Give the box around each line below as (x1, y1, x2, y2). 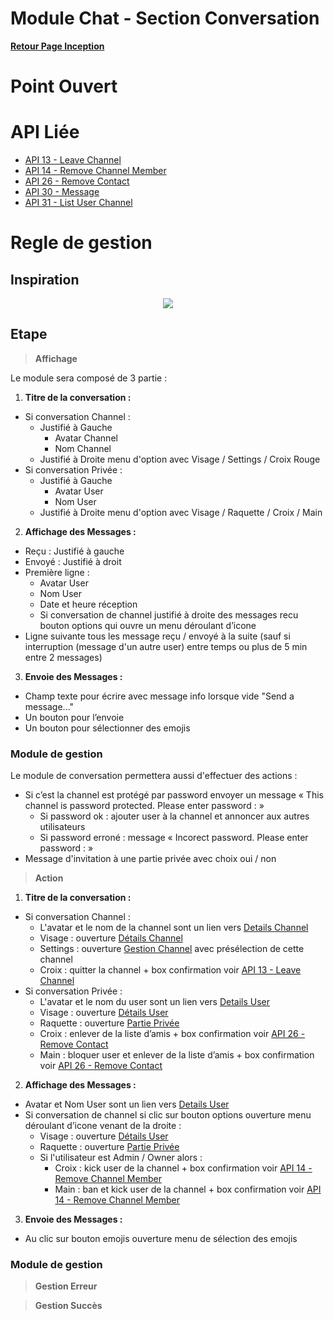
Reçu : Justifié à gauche (24, 545, 125, 557)
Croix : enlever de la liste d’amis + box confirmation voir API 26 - (39, 1028, 306, 1040)
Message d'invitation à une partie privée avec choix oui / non (24, 853, 277, 865)
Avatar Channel (54, 432, 118, 444)
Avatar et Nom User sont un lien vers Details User (24, 1098, 230, 1111)
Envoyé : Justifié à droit (24, 555, 122, 567)
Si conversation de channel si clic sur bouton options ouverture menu (24, 1109, 312, 1121)
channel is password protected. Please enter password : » (24, 800, 265, 812)
